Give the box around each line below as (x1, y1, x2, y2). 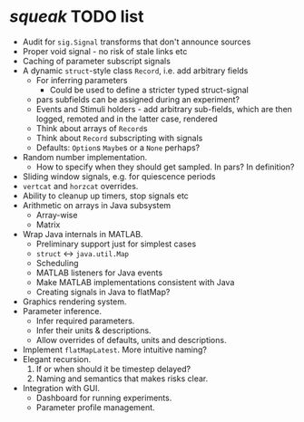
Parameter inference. (22, 305, 103, 316)
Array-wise (35, 209, 78, 220)
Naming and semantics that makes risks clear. (35, 373, 209, 384)
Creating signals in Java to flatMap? (35, 286, 171, 297)
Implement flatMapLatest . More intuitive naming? (22, 344, 207, 355)
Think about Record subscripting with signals (35, 132, 203, 143)
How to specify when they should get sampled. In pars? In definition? (35, 161, 295, 172)
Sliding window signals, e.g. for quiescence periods (22, 170, 216, 182)
